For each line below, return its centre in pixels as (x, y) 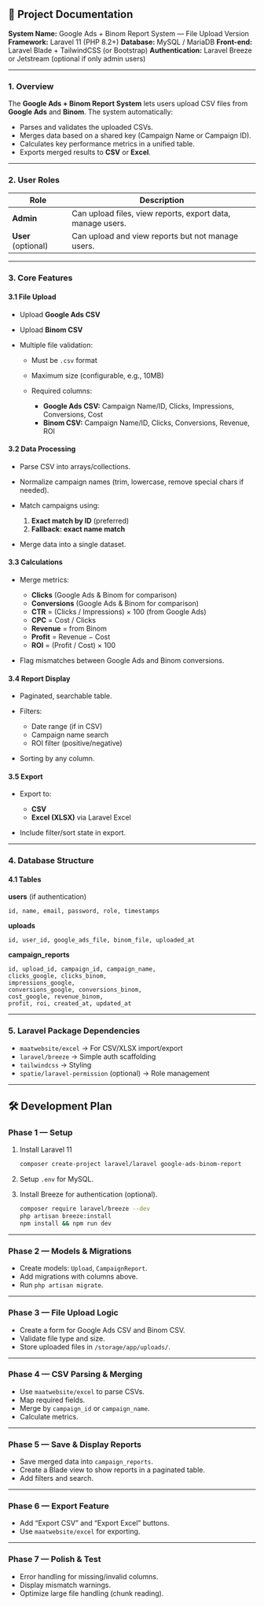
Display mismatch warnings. (65, 1585)
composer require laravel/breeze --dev (85, 1209)
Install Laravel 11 (46, 1149)
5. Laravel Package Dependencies (74, 1031)
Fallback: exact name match (78, 529)
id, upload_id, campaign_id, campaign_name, (82, 969)
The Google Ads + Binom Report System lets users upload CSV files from (128, 104)
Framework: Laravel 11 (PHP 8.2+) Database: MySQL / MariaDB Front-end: (130, 42)
